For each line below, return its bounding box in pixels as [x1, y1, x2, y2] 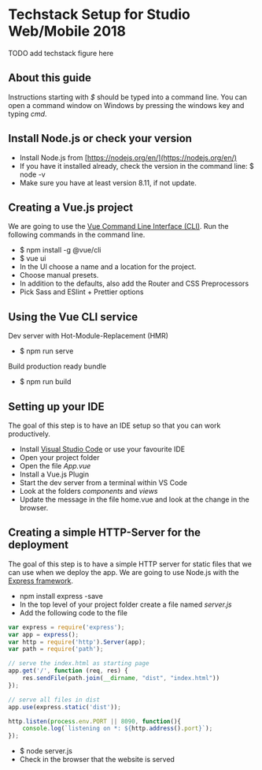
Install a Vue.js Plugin [19, 469, 89, 479]
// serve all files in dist [8, 696, 101, 704]
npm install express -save [19, 591, 104, 600]
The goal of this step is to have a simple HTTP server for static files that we [8, 559, 252, 569]
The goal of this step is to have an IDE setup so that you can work [8, 421, 221, 430]
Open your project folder [19, 453, 100, 462]
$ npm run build [19, 377, 72, 387]
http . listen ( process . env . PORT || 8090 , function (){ [8, 717, 181, 725]
